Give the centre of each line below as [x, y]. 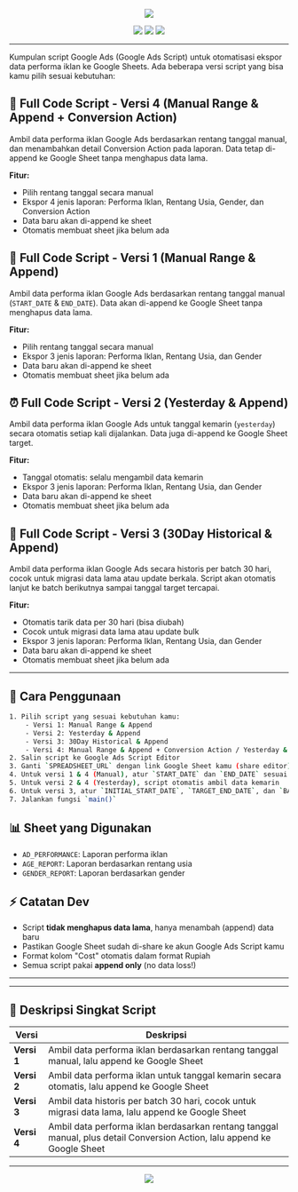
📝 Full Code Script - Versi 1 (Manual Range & [133, 258]
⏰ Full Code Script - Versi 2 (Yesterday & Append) [149, 403]
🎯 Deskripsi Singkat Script [83, 1009]
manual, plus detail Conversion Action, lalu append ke [160, 1138]
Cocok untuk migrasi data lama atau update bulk [110, 632]
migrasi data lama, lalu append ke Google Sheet [147, 1112]
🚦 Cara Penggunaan [65, 696]
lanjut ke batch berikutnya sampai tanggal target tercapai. [114, 588]
